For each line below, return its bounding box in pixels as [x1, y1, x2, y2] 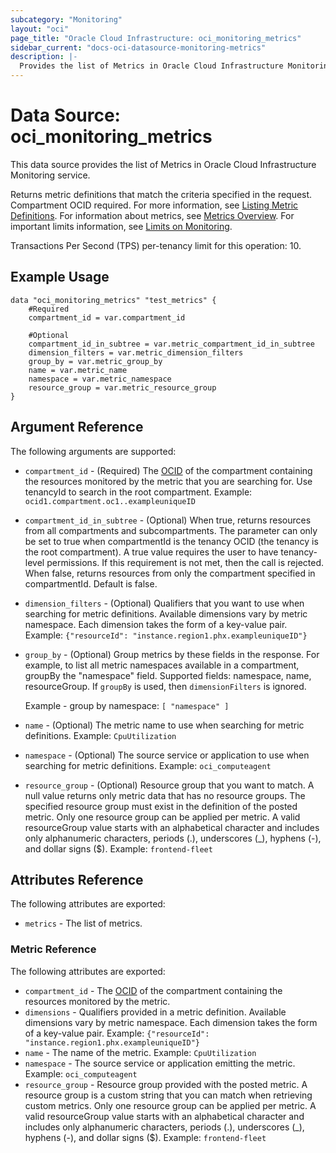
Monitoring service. [10, 169, 91, 181]
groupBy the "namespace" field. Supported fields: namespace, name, [24, 669, 312, 681]
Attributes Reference [10, 871, 144, 888]
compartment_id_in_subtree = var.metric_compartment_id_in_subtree [28, 339, 315, 349]
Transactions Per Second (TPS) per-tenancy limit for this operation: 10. [10, 239, 302, 251]
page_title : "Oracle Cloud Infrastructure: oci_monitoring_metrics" [10, 33, 302, 43]
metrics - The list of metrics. [24, 917, 143, 930]
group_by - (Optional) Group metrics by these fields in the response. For [24, 648, 320, 660]
